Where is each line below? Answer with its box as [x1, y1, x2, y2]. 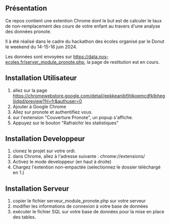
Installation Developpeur [5, 134, 85, 143]
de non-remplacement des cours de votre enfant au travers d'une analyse [5, 23, 160, 29]
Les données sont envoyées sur [5, 53, 72, 60]
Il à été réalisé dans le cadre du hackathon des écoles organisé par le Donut [5, 38, 164, 44]
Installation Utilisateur [5, 74, 77, 82]
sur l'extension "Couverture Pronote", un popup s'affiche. [12, 114, 133, 120]
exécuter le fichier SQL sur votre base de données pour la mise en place [12, 209, 164, 215]
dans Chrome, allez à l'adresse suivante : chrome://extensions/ [12, 153, 145, 159]
